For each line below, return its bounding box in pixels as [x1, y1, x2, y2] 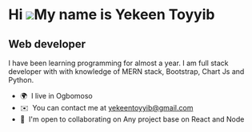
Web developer [8, 37, 86, 51]
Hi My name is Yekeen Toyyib [8, 6, 215, 24]
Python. [8, 76, 34, 84]
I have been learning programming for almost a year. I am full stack [8, 58, 229, 68]
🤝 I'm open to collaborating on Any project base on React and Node [19, 115, 245, 124]
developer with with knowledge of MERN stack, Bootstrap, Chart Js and [8, 67, 245, 76]
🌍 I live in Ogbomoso [19, 91, 94, 100]
